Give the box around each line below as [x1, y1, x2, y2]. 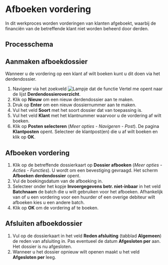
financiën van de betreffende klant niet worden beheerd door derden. [5, 25, 149, 31]
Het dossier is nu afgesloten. [12, 243, 72, 249]
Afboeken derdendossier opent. [12, 172, 80, 178]
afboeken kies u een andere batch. [12, 199, 85, 205]
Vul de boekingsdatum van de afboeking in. [12, 178, 103, 184]
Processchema [5, 40, 54, 49]
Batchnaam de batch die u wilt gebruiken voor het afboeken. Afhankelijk [12, 188, 163, 194]
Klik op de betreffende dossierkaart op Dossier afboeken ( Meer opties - [12, 162, 162, 168]
